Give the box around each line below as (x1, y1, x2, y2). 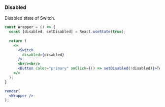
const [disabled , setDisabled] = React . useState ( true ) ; (9, 29, 126, 35)
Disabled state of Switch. (4, 15, 55, 21)
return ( (9, 38, 27, 43)
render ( (4, 88, 21, 94)
